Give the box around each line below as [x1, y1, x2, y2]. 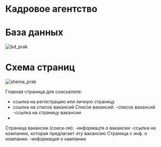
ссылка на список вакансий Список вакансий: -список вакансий [12, 104, 155, 111]
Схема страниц [5, 62, 75, 73]
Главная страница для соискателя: [5, 88, 82, 95]
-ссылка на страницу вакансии [12, 109, 81, 116]
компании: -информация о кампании [5, 136, 86, 142]
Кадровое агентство [5, 3, 97, 15]
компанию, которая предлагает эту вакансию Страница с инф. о [5, 131, 148, 137]
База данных [5, 27, 64, 39]
